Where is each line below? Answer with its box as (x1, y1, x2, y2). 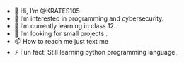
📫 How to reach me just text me (13, 38, 109, 45)
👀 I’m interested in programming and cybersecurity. (13, 14, 164, 23)
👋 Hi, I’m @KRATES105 (13, 7, 80, 15)
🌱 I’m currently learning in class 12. (13, 22, 116, 30)
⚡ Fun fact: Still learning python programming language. (13, 48, 177, 56)
